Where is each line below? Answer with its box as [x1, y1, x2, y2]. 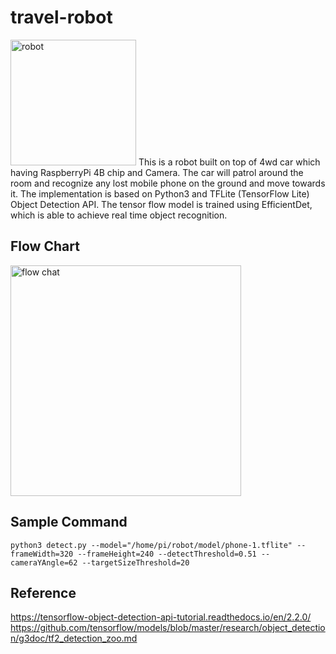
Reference [10, 584, 77, 601]
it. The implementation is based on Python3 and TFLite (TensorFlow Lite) [10, 187, 310, 200]
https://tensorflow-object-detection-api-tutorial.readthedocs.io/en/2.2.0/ [10, 611, 312, 623]
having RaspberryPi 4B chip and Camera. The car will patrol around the [10, 166, 304, 178]
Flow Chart [10, 238, 80, 255]
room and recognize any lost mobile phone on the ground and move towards [10, 177, 326, 189]
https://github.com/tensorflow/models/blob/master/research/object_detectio [10, 622, 326, 634]
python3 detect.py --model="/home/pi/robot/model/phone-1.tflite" [10, 540, 293, 550]
